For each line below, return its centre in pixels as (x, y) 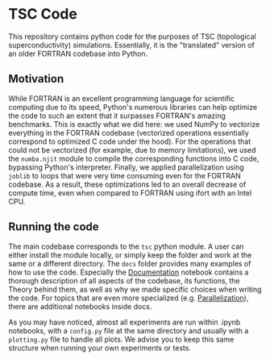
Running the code (54, 227)
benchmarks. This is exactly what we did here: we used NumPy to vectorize (134, 124)
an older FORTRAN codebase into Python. (78, 53)
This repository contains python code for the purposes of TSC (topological (132, 36)
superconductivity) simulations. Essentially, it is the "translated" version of (132, 44)
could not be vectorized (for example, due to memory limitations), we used (132, 149)
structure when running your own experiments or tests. (100, 347)
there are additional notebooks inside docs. (80, 306)
